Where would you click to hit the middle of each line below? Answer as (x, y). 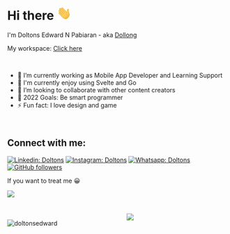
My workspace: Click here (45, 48)
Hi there (31, 16)
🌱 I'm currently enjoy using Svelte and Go (77, 83)
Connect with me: (47, 143)
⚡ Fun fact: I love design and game (67, 105)
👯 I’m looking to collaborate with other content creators (96, 90)
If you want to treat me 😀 (44, 181)
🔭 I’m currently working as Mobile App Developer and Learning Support (120, 75)
